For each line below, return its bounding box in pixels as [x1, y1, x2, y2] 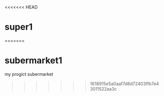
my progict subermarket [4, 71, 54, 77]
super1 [4, 22, 33, 32]
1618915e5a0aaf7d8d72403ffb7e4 [90, 81, 159, 87]
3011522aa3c [90, 86, 117, 92]
